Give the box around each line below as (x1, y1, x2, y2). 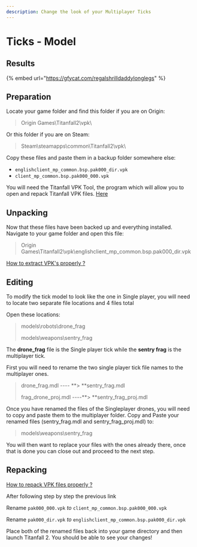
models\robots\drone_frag (20, 322, 86, 330)
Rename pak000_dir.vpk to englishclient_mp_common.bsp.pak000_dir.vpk (6, 516, 186, 523)
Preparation (6, 92, 51, 102)
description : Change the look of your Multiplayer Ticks (6, 8, 151, 15)
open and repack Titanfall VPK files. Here (6, 190, 108, 198)
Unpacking (6, 208, 48, 218)
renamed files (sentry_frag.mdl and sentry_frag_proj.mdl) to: (6, 418, 154, 425)
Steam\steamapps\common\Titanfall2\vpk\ (20, 142, 126, 150)
